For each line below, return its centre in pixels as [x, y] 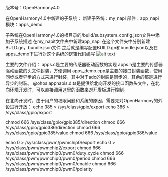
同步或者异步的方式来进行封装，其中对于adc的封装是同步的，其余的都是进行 [84, 77]
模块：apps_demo [24, 24]
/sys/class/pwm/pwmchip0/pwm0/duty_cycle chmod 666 [65, 153]
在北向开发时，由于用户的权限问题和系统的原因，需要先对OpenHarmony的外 [84, 100]
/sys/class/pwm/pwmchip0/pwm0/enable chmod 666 [61, 164]
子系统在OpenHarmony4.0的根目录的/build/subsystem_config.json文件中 [80, 35]
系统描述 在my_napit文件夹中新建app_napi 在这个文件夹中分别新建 [82, 41]
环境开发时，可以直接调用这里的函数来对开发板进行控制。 [69, 90]
